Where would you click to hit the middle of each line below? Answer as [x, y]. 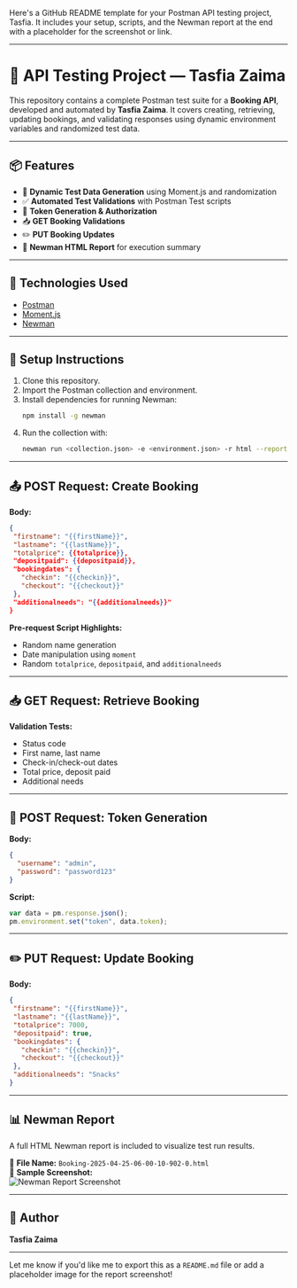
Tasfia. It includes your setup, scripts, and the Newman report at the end [141, 22]
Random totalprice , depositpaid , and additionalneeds [122, 663]
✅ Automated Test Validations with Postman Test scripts [126, 201]
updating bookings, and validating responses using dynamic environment [143, 119]
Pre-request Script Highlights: [65, 628]
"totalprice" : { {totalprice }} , [70, 553]
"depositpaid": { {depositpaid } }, [75, 561]
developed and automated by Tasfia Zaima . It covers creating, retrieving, [142, 109]
